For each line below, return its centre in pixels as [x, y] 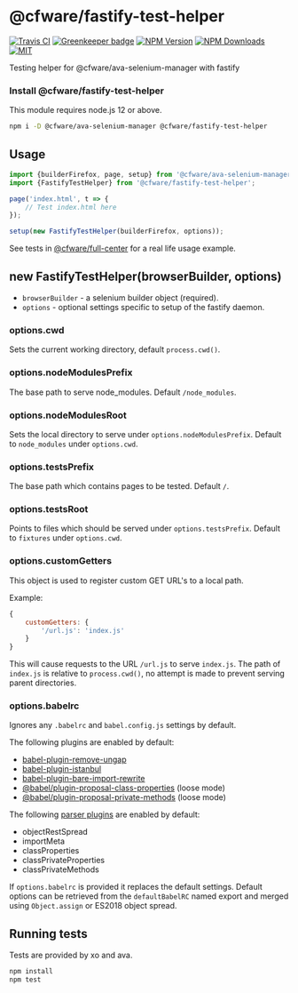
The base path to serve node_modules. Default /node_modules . [123, 392]
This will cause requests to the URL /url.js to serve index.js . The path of [145, 664]
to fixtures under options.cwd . [66, 538]
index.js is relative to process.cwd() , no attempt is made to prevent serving [147, 674]
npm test [25, 980]
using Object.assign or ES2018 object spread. [93, 906]
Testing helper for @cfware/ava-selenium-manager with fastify [125, 68]
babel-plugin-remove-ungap [74, 760]
